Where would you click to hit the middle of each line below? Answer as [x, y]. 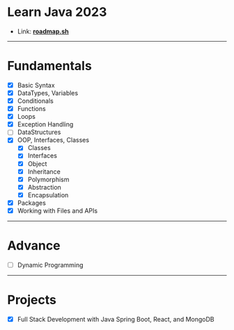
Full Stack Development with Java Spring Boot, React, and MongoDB [116, 319]
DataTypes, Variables [48, 93]
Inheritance [44, 172]
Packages [32, 203]
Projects [32, 300]
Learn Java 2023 [57, 12]
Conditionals [35, 101]
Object [37, 163]
